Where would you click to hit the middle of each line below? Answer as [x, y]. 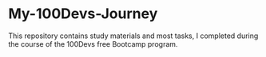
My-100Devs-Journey [83, 14]
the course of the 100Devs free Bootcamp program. [93, 44]
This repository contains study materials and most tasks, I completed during [133, 36]
